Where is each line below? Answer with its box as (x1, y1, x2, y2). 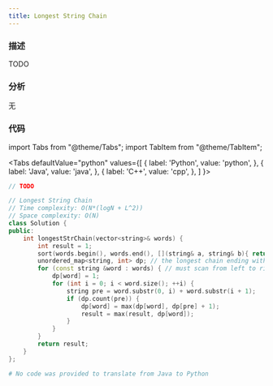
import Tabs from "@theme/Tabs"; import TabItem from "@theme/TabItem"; (8, 142, 262, 152)
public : (8, 226, 35, 235)
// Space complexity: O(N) (8, 212, 100, 220)
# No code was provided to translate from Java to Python (8, 370, 209, 378)
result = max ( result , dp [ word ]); (80, 310, 195, 318)
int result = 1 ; (37, 242, 93, 250)
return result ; (37, 340, 89, 349)
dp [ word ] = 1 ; (51, 272, 100, 281)
